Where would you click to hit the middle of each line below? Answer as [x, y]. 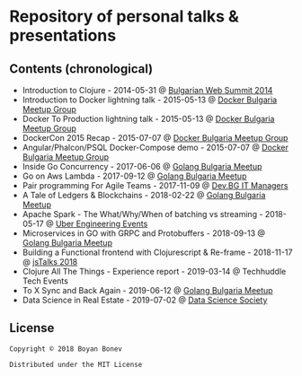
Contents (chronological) [81, 69]
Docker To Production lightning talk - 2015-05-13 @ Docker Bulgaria [148, 119]
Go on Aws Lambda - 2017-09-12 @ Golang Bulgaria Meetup [134, 176]
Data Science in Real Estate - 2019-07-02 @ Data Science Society [145, 300]
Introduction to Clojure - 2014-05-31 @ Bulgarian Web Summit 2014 [147, 90]
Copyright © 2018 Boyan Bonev [66, 349]
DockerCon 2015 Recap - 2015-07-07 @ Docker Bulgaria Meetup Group [155, 138]
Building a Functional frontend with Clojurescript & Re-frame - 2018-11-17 [157, 252]
